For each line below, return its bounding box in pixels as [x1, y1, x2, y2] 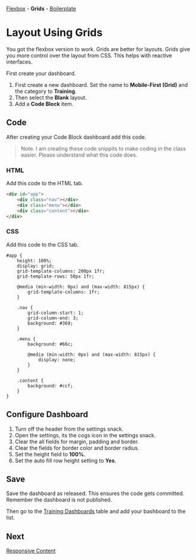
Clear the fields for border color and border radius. [14, 444, 139, 452]
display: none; [38, 357, 76, 363]
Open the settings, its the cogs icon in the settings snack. [14, 431, 156, 438]
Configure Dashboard [6, 409, 88, 419]
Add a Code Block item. [14, 100, 74, 107]
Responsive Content [6, 547, 56, 555]
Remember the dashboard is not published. [6, 496, 112, 503]
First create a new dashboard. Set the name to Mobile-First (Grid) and [14, 81, 188, 88]
